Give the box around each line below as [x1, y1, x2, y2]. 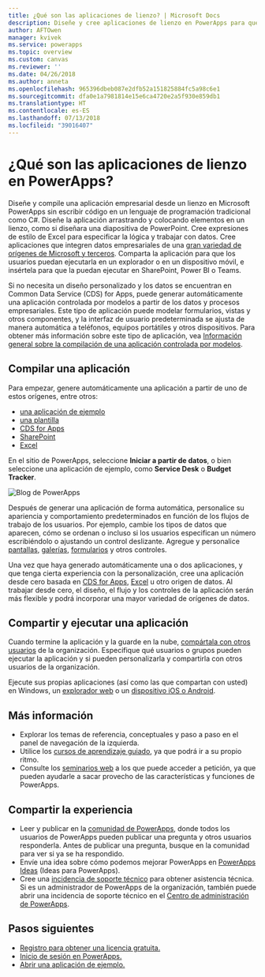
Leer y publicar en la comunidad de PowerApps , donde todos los [19, 823, 230, 833]
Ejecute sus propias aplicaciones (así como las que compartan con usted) [8, 677, 248, 687]
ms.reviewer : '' [8, 63, 62, 71]
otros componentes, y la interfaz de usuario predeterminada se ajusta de [8, 314, 245, 323]
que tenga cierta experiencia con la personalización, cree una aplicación [8, 569, 244, 578]
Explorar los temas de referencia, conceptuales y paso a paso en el [19, 730, 239, 740]
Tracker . [8, 472, 37, 482]
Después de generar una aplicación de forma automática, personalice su [8, 502, 244, 513]
